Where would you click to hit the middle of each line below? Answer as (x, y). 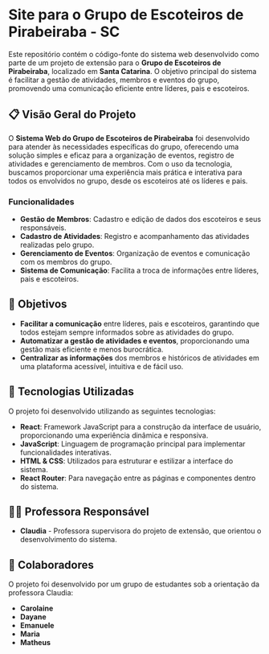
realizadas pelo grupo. (57, 245)
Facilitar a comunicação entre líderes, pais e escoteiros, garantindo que (140, 323)
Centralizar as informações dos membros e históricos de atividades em (139, 358)
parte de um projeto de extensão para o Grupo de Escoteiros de (115, 63)
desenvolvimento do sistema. (69, 540)
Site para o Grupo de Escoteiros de (126, 15)
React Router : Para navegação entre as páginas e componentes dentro (138, 478)
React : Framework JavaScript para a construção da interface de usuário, (141, 426)
